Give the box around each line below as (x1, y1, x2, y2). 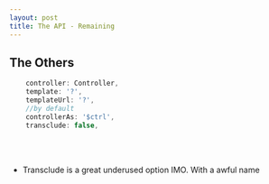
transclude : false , (25, 121, 99, 130)
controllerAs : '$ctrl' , (25, 112, 116, 122)
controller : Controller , (25, 78, 119, 88)
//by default (25, 104, 75, 113)
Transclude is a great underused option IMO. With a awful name (22, 164, 260, 175)
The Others (9, 55, 75, 70)
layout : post (9, 13, 59, 23)
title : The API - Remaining (9, 22, 116, 31)
